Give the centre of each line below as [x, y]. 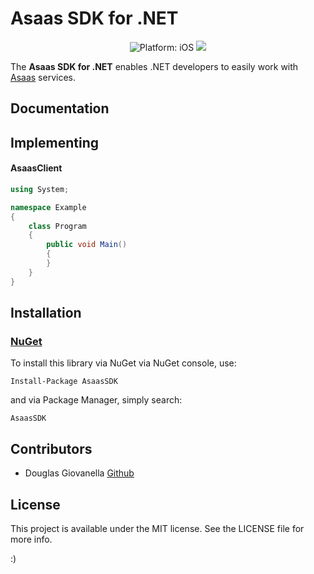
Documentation [60, 108]
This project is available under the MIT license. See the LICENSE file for [157, 528]
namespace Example [48, 207]
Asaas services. [43, 77]
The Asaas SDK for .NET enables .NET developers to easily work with [154, 66]
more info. [31, 539]
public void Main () [87, 245]
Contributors [51, 448]
